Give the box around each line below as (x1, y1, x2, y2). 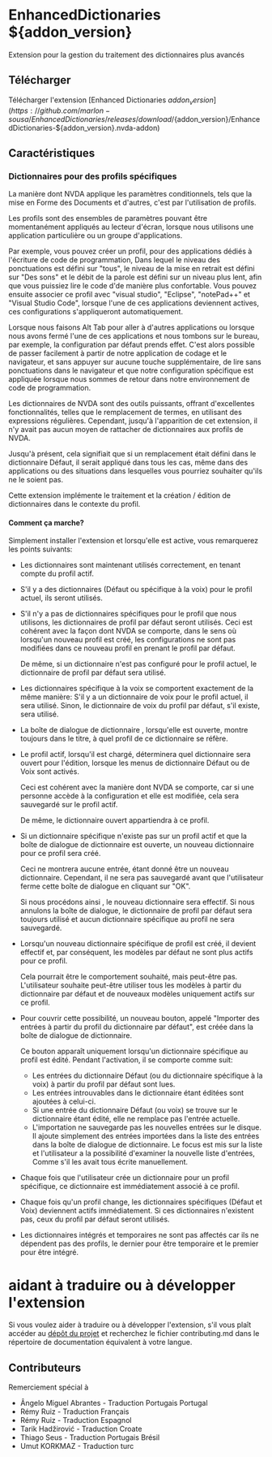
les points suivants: (8, 544, 73, 554)
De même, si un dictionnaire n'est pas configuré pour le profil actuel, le (19, 659, 257, 669)
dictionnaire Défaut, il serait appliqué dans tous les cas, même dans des (8, 457, 249, 468)
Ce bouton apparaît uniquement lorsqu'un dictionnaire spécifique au (19, 1046, 249, 1057)
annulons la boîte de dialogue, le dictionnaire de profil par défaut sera (19, 906, 253, 915)
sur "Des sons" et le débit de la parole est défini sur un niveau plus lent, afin (8, 272, 262, 282)
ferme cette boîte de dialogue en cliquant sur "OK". (19, 881, 191, 891)
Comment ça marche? (8, 517, 85, 527)
